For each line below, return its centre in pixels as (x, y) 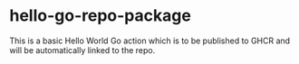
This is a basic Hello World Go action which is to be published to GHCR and (150, 41)
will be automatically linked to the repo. (82, 50)
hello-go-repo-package (101, 16)
